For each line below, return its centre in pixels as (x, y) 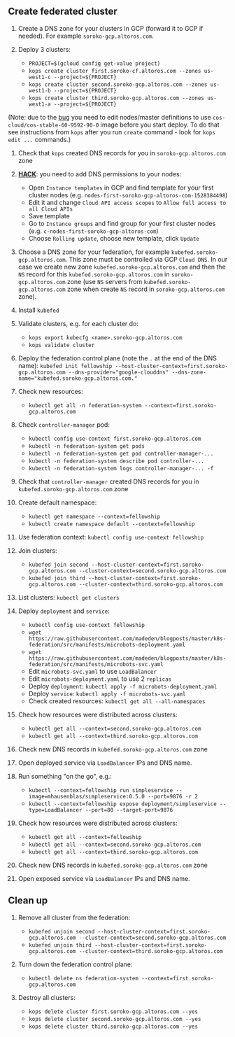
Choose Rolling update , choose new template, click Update (114, 238)
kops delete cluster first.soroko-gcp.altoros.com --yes (113, 1011)
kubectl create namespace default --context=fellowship (112, 524)
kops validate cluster (62, 345)
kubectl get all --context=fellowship (85, 837)
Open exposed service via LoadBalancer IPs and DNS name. (104, 878)
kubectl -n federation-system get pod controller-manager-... (121, 453)
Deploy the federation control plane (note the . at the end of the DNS (117, 358)
